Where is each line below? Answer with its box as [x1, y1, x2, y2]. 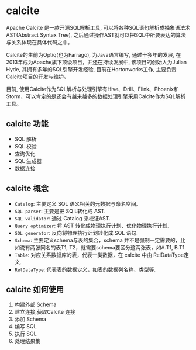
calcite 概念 [6, 183, 49, 193]
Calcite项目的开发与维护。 [6, 73, 69, 80]
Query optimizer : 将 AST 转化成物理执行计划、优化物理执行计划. [14, 222, 169, 229]
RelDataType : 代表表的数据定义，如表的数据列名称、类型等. [14, 266, 156, 273]
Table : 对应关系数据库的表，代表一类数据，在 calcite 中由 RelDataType [14, 251, 184, 258]
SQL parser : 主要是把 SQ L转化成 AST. [14, 207, 106, 214]
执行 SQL [14, 330, 37, 337]
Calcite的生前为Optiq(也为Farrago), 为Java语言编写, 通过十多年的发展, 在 [6, 51, 181, 58]
